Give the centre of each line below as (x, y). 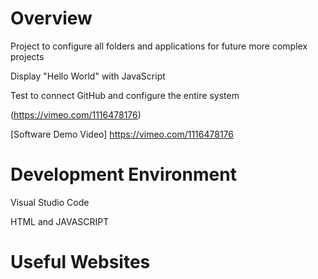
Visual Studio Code (50, 202)
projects (27, 56)
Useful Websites (80, 262)
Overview (51, 18)
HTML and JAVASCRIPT (60, 221)
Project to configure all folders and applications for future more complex (159, 46)
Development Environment (123, 174)
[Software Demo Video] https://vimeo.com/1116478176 (122, 134)
